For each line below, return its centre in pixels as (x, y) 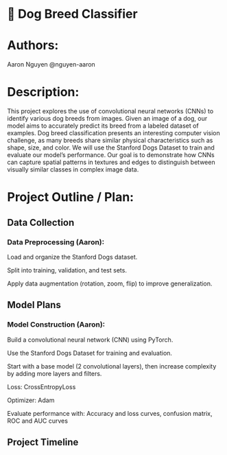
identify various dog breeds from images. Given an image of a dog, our (107, 119)
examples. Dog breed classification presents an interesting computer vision (114, 133)
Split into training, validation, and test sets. (67, 270)
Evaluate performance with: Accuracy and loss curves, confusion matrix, (110, 413)
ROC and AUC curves (38, 421)
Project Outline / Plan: (71, 197)
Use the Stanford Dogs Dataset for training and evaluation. (90, 353)
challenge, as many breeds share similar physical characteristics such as (110, 141)
